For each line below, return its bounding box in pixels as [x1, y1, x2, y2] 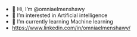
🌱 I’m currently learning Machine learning [11, 18, 113, 25]
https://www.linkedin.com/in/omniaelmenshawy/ [11, 24, 131, 31]
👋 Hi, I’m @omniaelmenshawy [11, 6, 85, 12]
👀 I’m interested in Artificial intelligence [11, 12, 108, 19]
